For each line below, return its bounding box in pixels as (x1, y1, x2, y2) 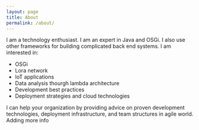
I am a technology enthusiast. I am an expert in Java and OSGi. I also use (6, 37, 185, 44)
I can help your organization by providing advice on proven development (6, 104, 185, 111)
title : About (6, 14, 39, 20)
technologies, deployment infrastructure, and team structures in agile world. (6, 110, 194, 117)
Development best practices (14, 86, 85, 93)
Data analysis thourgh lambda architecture (14, 80, 120, 87)
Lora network (14, 67, 48, 74)
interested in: (6, 49, 39, 56)
